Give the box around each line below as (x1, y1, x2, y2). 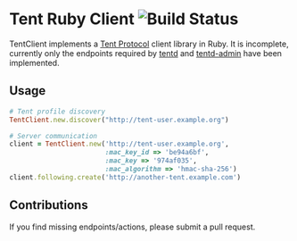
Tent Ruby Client (9, 9, 136, 29)
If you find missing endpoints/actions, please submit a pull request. (9, 221, 256, 232)
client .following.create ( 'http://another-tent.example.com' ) (9, 172, 242, 182)
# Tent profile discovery (9, 107, 105, 116)
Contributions (9, 197, 88, 213)
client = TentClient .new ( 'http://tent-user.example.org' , (9, 139, 229, 149)
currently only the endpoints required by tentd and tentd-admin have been (9, 47, 283, 58)
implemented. (9, 57, 60, 68)
